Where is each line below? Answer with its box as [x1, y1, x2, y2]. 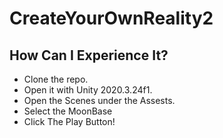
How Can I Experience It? [9, 47, 169, 64]
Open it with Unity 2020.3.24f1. [23, 84, 153, 96]
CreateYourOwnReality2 [9, 7, 214, 30]
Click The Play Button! [23, 116, 116, 127]
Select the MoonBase [23, 105, 113, 117]
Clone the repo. [23, 73, 89, 85]
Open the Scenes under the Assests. [23, 95, 176, 106]
